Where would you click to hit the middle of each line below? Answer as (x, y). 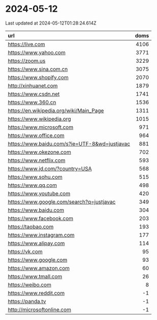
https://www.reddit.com (36, 293)
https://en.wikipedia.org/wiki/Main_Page (56, 110)
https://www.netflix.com (37, 160)
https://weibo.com (30, 285)
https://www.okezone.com (39, 152)
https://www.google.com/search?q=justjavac (62, 202)
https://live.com (26, 44)
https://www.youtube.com (39, 193)
